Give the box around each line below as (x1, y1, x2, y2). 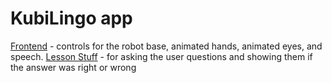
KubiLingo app (10, 7, 133, 30)
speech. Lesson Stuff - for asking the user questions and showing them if (10, 50, 313, 62)
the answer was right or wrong (10, 61, 137, 73)
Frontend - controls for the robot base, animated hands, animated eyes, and (10, 40, 323, 52)
